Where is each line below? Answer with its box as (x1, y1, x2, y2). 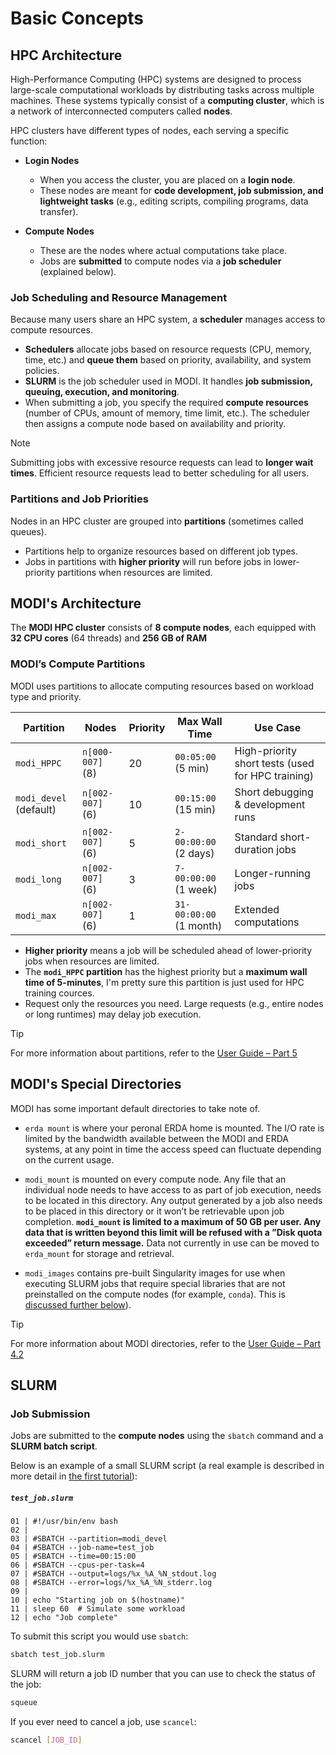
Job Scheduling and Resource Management (10, 290, 228, 304)
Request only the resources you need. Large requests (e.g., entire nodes (24, 997, 324, 1009)
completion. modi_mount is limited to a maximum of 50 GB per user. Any (24, 1215, 322, 1227)
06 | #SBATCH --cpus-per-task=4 (10, 1560, 145, 1571)
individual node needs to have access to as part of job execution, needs (24, 1183, 322, 1196)
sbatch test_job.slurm (10, 1650, 105, 1660)
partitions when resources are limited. (57, 566, 213, 578)
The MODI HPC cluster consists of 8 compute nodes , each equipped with (10, 622, 317, 634)
